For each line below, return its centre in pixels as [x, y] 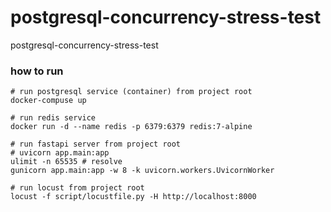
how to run [37, 71]
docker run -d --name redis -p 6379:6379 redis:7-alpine [131, 127]
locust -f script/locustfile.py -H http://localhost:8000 [133, 197]
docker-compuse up [48, 101]
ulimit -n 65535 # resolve [66, 162]
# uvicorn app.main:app [60, 153]
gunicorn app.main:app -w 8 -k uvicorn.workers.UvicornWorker [142, 171]
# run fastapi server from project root [96, 144]
